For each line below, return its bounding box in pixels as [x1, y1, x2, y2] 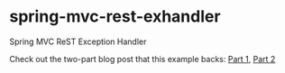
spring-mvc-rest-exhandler [9, 6, 221, 27]
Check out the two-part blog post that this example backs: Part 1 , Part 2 [9, 53, 276, 64]
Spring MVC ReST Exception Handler [9, 36, 147, 47]
